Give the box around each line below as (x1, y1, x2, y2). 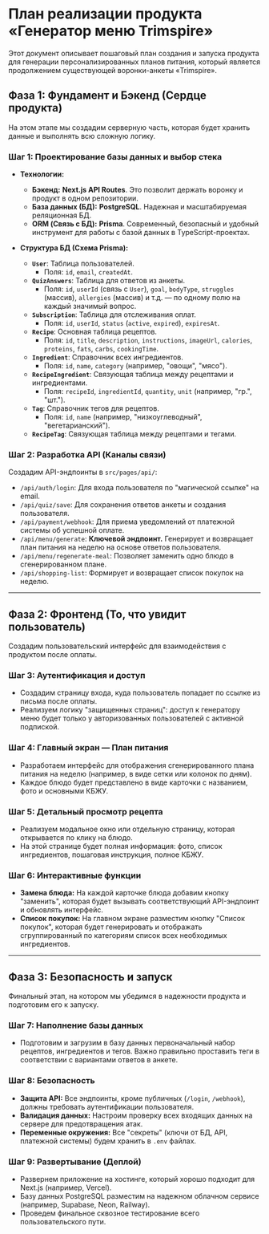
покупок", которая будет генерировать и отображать (19, 922, 203, 932)
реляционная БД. (31, 210, 92, 221)
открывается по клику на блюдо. (19, 833, 134, 842)
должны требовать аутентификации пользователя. (19, 1102, 195, 1111)
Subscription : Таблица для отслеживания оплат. (31, 310, 196, 319)
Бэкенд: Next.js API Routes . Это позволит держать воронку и (31, 185, 243, 195)
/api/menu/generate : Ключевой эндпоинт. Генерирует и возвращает (19, 534, 254, 544)
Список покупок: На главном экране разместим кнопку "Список (19, 914, 246, 923)
